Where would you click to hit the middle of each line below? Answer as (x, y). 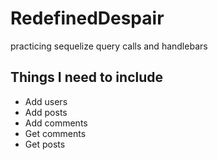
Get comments (55, 133)
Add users (46, 101)
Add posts (46, 112)
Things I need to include (87, 77)
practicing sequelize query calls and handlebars (109, 46)
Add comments (56, 123)
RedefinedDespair (87, 18)
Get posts (45, 144)
